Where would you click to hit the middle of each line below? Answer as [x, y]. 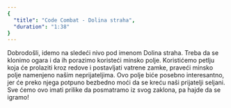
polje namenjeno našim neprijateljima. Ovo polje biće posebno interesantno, [116, 75]
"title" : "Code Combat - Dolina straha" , [74, 20]
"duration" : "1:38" [42, 26]
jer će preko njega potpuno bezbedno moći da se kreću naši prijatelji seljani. [116, 83]
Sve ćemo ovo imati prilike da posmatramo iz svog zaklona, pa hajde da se [114, 90]
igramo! [18, 98]
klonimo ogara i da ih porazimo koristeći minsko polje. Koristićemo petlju [111, 61]
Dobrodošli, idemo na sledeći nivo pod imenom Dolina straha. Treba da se [113, 53]
